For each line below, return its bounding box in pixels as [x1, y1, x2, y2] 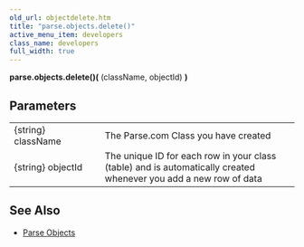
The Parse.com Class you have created [104, 128, 271, 141]
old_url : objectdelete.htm [9, 13, 111, 23]
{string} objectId [14, 160, 83, 173]
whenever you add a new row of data [104, 172, 262, 185]
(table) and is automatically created [104, 160, 255, 173]
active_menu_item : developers [9, 30, 124, 39]
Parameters [9, 98, 77, 113]
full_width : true [9, 47, 75, 56]
